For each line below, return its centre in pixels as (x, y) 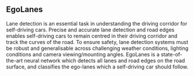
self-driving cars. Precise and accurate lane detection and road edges (90, 30)
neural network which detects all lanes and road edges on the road (105, 60)
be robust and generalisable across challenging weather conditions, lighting (97, 48)
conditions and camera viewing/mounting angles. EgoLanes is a (83, 54)
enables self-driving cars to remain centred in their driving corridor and (92, 36)
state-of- (172, 54)
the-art (15, 60)
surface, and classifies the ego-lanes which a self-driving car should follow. (97, 67)
